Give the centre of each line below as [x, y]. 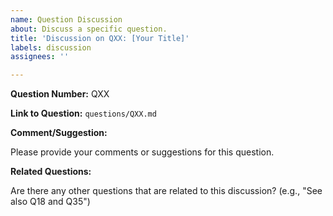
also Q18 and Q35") [50, 202]
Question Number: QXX [60, 94]
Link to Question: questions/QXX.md [83, 113]
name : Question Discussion [66, 19]
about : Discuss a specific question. [89, 29]
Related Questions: [51, 172]
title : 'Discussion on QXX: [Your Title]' [100, 38]
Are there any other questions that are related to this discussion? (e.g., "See [166, 191]
